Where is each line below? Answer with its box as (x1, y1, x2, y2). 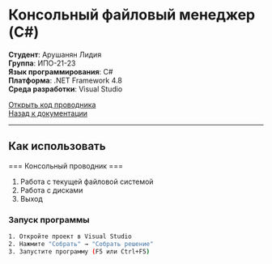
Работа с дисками (19, 185, 83, 195)
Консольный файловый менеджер (8, 6, 256, 24)
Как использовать (8, 139, 107, 153)
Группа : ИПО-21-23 (8, 58, 76, 68)
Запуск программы (8, 214, 91, 225)
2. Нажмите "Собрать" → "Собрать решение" (8, 240, 154, 248)
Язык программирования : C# (8, 66, 113, 76)
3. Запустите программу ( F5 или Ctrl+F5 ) (8, 247, 151, 256)
